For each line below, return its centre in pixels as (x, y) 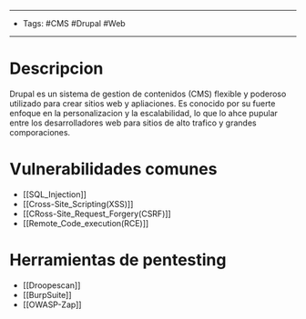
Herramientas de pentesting (118, 260)
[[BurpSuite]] (47, 294)
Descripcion (56, 69)
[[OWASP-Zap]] (52, 304)
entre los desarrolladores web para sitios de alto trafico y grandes (133, 123)
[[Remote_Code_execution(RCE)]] (86, 223)
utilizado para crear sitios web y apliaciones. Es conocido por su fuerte (143, 103)
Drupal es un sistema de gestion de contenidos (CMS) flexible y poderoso (148, 94)
